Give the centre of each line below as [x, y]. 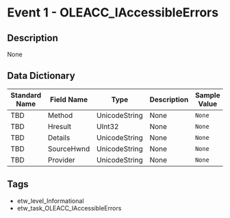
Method [60, 115]
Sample [207, 95]
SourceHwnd [69, 149]
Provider [61, 160]
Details [59, 137]
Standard [26, 95]
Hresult [60, 126]
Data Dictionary [41, 76]
